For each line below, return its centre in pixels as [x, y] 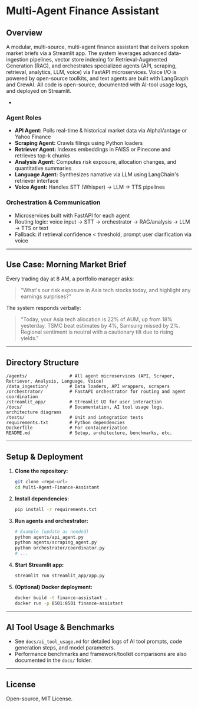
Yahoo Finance [33, 137]
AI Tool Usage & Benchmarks [60, 627]
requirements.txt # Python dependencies [66, 423]
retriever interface [37, 181]
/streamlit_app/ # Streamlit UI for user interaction [84, 402]
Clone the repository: [41, 471]
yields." [29, 338]
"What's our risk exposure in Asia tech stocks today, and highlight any [105, 290]
